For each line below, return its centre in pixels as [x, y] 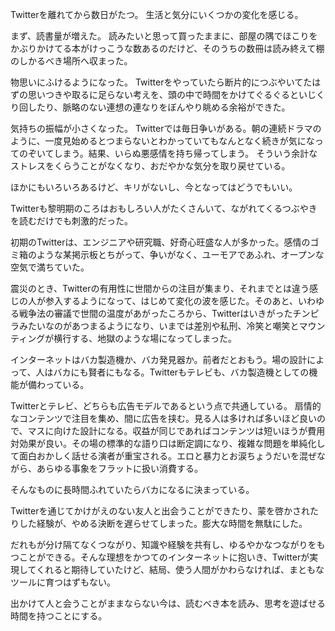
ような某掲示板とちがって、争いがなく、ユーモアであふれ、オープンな [180, 254]
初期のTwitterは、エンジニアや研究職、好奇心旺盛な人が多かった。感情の [160, 242]
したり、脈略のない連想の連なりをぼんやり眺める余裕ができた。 [159, 107]
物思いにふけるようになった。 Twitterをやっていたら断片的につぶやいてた [161, 82]
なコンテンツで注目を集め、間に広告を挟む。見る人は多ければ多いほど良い [163, 418]
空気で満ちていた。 [50, 267]
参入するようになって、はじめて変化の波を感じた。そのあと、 [171, 301]
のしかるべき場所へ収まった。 [71, 61]
